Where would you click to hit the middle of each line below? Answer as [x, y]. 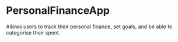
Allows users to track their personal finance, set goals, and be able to [89, 26]
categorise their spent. [33, 32]
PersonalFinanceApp [58, 11]
